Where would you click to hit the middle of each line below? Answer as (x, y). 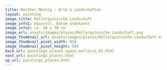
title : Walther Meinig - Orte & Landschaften (53, 10)
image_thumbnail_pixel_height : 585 (42, 46)
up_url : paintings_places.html (38, 60)
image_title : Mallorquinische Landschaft (49, 19)
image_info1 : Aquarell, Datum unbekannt (48, 23)
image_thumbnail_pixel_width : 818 (41, 42)
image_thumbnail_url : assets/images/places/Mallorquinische (69, 37)
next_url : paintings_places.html (40, 55)
